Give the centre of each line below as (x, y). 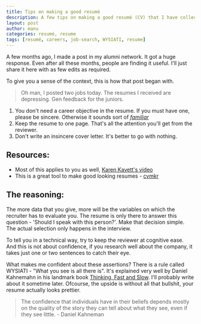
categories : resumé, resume (41, 34)
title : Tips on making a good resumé (53, 12)
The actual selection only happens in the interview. (69, 228)
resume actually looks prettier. (43, 290)
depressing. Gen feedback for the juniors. (72, 99)
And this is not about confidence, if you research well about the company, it (99, 246)
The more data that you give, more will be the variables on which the (91, 209)
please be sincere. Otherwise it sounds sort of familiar (82, 117)
